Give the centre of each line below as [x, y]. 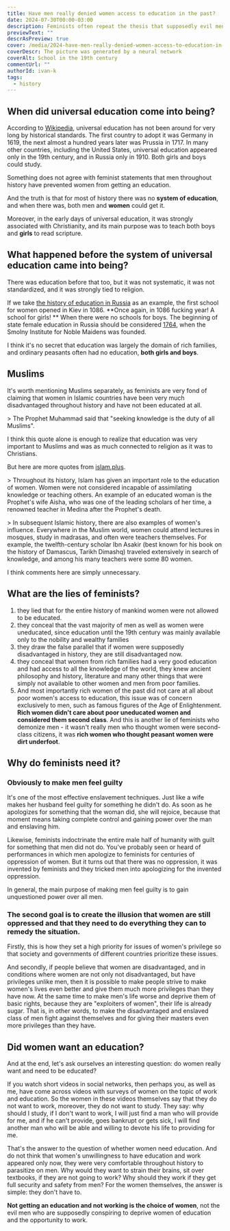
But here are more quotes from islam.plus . [66, 466]
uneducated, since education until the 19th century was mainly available [118, 632]
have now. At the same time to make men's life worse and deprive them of [112, 996]
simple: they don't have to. [44, 1192]
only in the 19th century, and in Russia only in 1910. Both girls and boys [107, 157]
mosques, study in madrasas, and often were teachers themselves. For [107, 537]
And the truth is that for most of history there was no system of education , [113, 198]
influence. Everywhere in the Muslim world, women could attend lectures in [113, 529]
